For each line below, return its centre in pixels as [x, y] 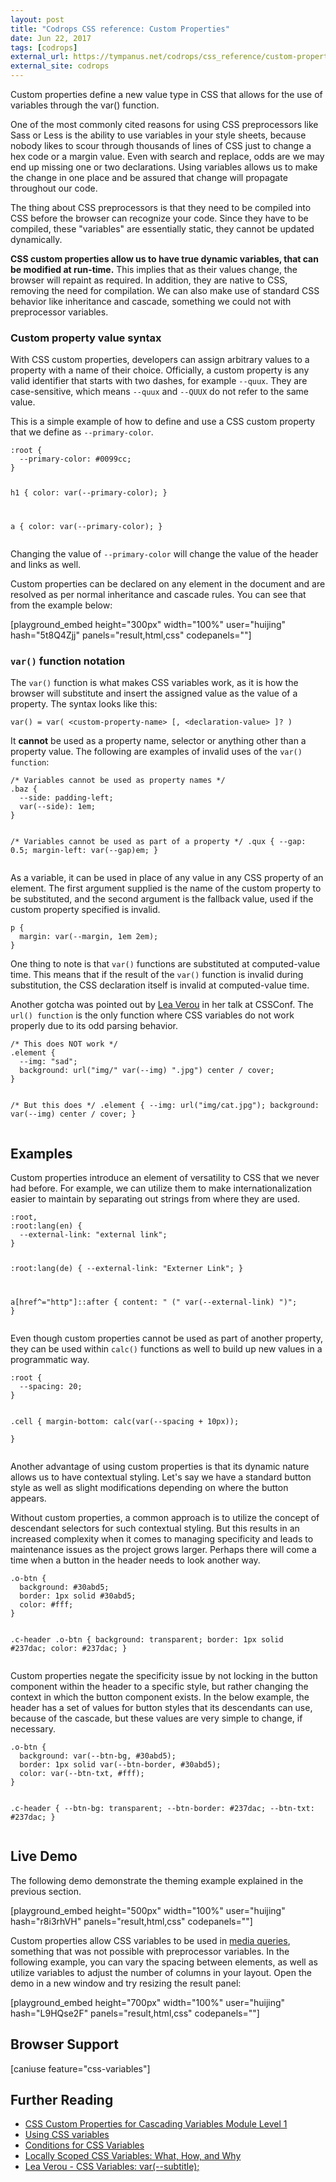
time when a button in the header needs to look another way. [135, 1560]
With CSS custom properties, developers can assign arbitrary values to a [160, 360]
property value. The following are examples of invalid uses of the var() [156, 752]
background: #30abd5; [64, 1587]
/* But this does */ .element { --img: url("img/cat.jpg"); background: [165, 1106]
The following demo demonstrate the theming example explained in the [157, 1880]
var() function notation [68, 661]
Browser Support [65, 2044]
